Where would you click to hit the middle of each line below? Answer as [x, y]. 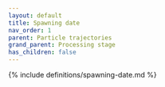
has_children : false [43, 52]
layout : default [35, 15]
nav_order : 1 [30, 30]
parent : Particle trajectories [60, 38]
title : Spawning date [44, 23]
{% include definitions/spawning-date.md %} [82, 75]
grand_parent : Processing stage [62, 45]
